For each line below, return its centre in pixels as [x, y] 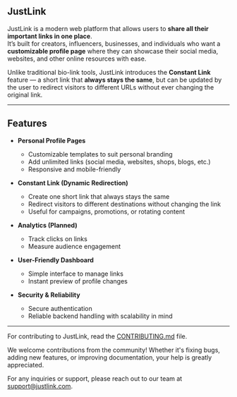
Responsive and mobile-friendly [74, 169]
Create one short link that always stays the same [99, 196]
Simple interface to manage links [75, 274]
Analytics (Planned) [47, 225]
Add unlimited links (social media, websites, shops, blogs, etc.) [119, 161]
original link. [25, 94]
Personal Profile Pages [51, 140]
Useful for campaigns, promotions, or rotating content [107, 212]
